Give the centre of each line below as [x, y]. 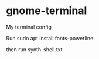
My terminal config [29, 27]
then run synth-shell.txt [34, 49]
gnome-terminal [47, 11]
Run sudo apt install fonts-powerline [50, 38]
